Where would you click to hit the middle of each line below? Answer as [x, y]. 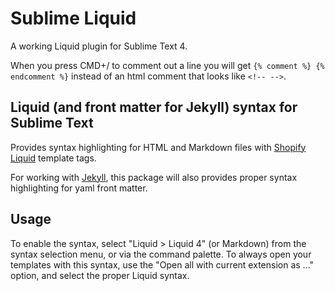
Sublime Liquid [73, 18]
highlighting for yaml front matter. [79, 188]
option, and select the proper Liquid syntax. [100, 275]
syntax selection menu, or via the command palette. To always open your [161, 254]
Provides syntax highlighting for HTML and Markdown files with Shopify [158, 147]
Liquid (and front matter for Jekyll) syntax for [154, 107]
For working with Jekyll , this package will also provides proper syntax [154, 177]
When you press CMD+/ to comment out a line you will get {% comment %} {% [167, 65]
